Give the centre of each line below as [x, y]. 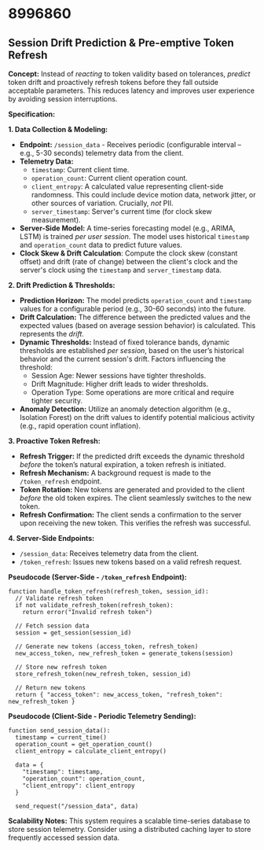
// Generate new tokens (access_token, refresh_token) [107, 646]
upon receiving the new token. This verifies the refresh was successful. [135, 523]
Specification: [32, 114]
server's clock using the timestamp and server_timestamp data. [121, 270]
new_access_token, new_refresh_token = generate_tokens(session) [125, 653]
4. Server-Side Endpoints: [51, 538]
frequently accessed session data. [64, 837]
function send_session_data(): [59, 730]
